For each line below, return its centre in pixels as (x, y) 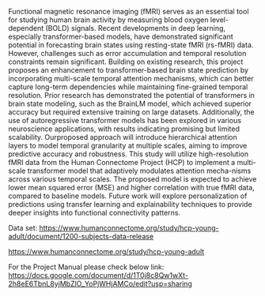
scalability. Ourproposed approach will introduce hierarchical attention (123, 137)
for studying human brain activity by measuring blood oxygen (108, 20)
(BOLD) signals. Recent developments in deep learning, (136, 28)
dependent (26, 28)
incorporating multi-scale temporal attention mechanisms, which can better (131, 79)
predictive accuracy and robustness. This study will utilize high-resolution (129, 154)
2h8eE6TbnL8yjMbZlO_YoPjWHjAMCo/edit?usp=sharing (100, 284)
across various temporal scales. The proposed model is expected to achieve (132, 179)
